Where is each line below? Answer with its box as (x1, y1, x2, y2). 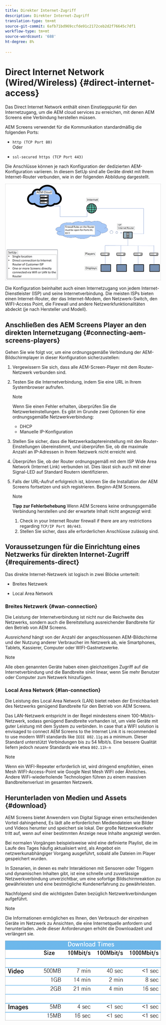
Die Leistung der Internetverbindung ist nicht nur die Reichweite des (5, 614, 144, 620)
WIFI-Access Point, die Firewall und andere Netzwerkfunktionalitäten (5, 301, 145, 307)
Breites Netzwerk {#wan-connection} (5, 603, 98, 610)
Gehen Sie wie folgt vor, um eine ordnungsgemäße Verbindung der (5, 349, 141, 355)
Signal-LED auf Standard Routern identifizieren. (12, 469, 109, 475)
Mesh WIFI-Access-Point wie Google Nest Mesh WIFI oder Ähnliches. (5, 769, 147, 775)
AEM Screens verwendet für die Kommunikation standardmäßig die (5, 124, 142, 130)
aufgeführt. (5, 896, 28, 902)
